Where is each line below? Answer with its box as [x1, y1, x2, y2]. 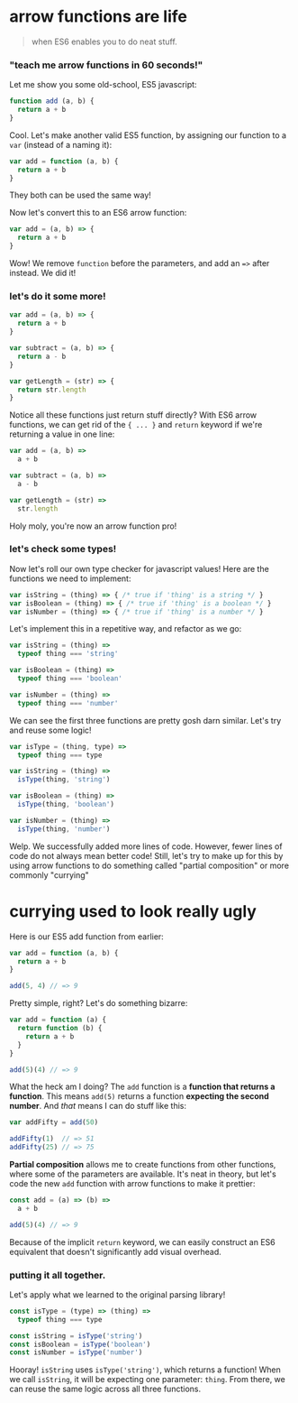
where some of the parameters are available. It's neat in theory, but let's [9, 1168, 276, 1179]
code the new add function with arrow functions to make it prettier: [9, 1178, 256, 1189]
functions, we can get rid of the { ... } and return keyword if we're [9, 420, 263, 430]
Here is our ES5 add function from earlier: [9, 931, 164, 942]
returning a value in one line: [9, 429, 115, 439]
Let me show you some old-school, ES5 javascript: [9, 79, 197, 90]
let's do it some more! [9, 291, 106, 303]
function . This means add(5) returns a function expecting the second [9, 1091, 270, 1102]
